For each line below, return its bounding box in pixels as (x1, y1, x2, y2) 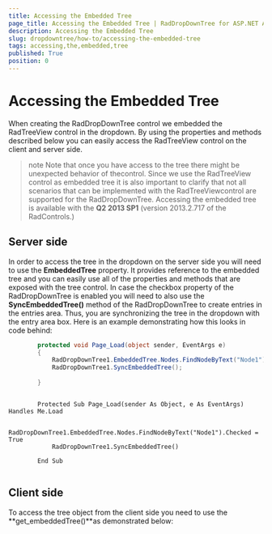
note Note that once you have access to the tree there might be (28, 159, 240, 170)
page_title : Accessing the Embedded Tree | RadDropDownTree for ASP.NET (8, 19, 259, 28)
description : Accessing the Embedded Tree (8, 27, 154, 35)
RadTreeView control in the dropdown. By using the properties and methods (8, 127, 261, 137)
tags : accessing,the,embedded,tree (8, 42, 129, 50)
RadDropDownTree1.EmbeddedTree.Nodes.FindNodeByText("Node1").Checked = (8, 428, 259, 437)
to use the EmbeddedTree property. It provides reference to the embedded (8, 265, 260, 275)
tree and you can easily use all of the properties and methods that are (8, 273, 241, 283)
